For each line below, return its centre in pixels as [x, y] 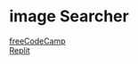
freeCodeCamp [37, 41]
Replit [20, 50]
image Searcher [69, 16]
